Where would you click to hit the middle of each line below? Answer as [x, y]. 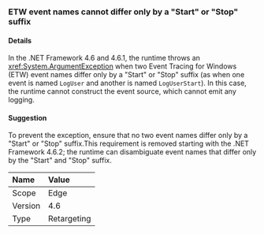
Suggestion [28, 117]
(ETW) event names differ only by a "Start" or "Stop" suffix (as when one [126, 75]
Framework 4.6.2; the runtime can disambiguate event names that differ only [132, 152]
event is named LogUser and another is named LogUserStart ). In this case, [127, 83]
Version [26, 206]
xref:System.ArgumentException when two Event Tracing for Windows [123, 66]
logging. [22, 100]
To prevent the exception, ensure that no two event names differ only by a [128, 136]
